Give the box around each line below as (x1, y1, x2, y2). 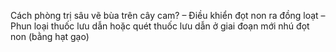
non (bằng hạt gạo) (10, 31, 90, 42)
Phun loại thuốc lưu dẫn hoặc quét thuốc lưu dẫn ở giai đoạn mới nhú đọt (10, 20, 310, 32)
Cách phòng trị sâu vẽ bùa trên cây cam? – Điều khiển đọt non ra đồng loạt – (10, 10, 326, 21)
